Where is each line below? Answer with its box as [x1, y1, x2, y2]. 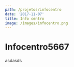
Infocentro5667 [5, 42, 69, 52]
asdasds [5, 58, 22, 64]
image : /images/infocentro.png [5, 20, 68, 26]
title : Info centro [5, 16, 44, 21]
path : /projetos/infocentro [5, 7, 62, 12]
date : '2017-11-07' [5, 12, 44, 17]
